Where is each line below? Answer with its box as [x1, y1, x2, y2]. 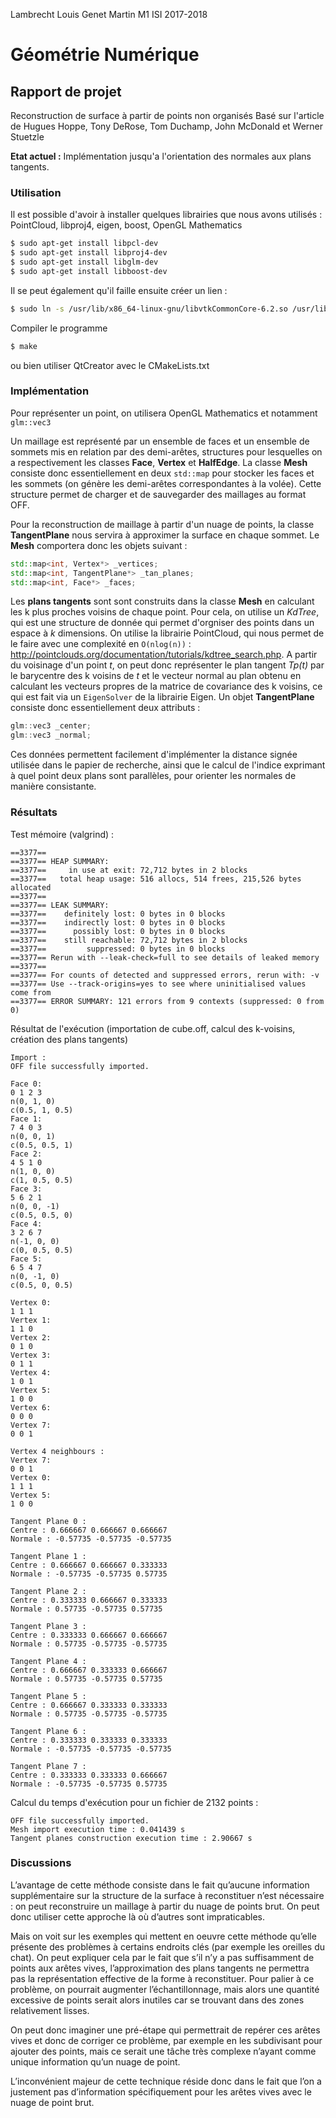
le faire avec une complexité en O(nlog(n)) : [10, 638, 192, 650]
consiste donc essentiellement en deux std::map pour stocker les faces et [10, 467, 315, 479]
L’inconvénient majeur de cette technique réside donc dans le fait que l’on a [10, 2075, 322, 2087]
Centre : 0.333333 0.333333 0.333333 [10, 1735, 168, 1745]
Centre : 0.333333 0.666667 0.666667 [10, 1630, 168, 1640]
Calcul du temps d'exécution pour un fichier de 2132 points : [10, 1796, 259, 1808]
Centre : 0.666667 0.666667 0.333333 [10, 1560, 168, 1570]
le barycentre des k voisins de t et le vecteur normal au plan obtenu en [10, 670, 302, 682]
